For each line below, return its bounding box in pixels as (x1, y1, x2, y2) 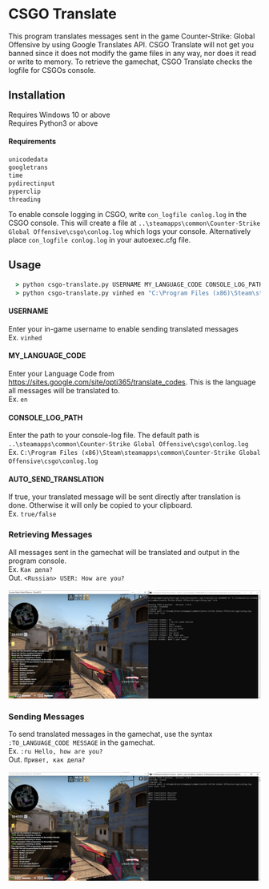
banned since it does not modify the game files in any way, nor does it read (8, 48, 256, 58)
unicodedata (8, 155, 48, 163)
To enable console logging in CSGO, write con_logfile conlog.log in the (8, 209, 247, 219)
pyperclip (8, 187, 42, 195)
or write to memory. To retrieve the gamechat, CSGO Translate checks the (8, 57, 253, 66)
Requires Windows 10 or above (8, 110, 110, 119)
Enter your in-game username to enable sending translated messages (8, 324, 239, 333)
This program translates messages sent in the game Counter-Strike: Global (8, 31, 255, 41)
